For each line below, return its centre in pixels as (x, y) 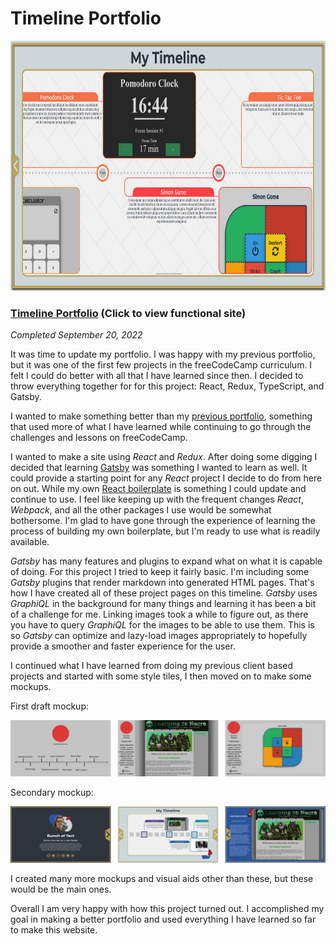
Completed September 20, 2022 (76, 335)
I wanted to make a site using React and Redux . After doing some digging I (164, 457)
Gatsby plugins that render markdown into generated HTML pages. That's (162, 583)
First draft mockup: (49, 706)
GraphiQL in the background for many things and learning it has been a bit (163, 604)
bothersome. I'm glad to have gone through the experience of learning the (163, 521)
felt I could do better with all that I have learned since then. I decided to (157, 376)
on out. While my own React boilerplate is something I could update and (158, 489)
